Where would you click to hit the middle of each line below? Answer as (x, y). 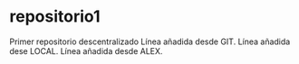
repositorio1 (55, 17)
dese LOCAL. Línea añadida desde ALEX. (86, 50)
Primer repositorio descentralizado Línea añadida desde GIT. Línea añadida (150, 41)
